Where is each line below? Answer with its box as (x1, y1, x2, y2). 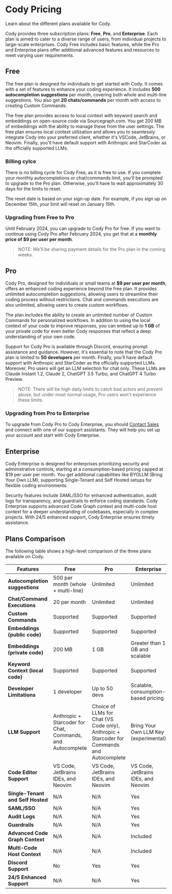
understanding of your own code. (5, 334, 76, 340)
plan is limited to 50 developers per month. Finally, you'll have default (5, 354, 153, 360)
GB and (130, 646, 148, 653)
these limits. (17, 397, 44, 403)
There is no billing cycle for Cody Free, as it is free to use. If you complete (5, 169, 161, 176)
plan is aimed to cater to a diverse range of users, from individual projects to (5, 36, 166, 42)
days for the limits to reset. (5, 186, 62, 192)
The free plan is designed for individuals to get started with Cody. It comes (5, 80, 163, 87)
